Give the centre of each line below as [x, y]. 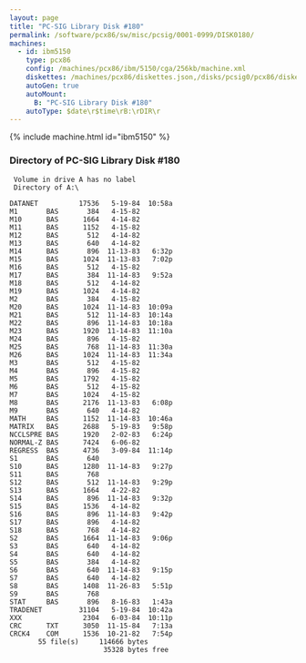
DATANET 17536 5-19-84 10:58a [91, 203]
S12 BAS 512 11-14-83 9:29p [91, 482]
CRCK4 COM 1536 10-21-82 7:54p [91, 634]
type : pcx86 [48, 60]
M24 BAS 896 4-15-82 [75, 339]
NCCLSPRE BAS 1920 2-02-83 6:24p [91, 434]
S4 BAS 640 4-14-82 [75, 554]
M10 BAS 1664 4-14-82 [75, 219]
